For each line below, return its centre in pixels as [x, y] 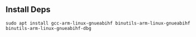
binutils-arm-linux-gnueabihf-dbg [49, 28]
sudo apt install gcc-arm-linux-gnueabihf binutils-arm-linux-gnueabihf [98, 23]
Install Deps [28, 10]
